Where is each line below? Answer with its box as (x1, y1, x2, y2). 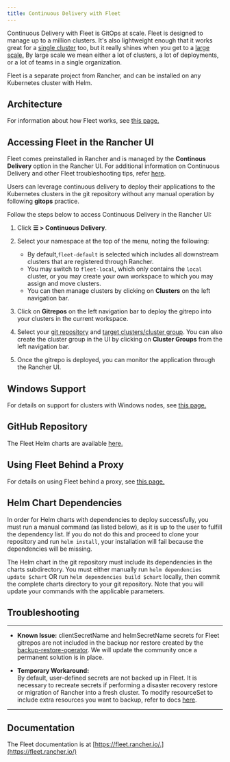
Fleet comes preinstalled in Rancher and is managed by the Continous (7, 155, 207, 163)
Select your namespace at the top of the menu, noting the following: (16, 237, 209, 246)
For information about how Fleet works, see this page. (7, 117, 159, 125)
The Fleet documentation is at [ (7, 740, 96, 748)
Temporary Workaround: (16, 667, 90, 675)
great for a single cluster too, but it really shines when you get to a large (7, 43, 210, 51)
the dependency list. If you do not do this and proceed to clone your (7, 529, 199, 538)
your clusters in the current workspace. (16, 315, 129, 323)
